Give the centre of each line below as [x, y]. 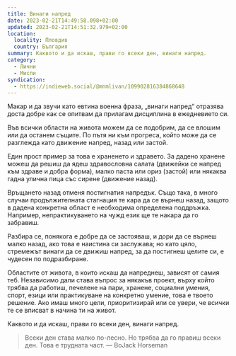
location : [22, 34]
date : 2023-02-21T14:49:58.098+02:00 [63, 21]
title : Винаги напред [39, 14]
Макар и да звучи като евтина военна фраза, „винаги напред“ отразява [116, 106]
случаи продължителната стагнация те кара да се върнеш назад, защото [118, 200]
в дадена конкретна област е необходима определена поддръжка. [109, 208]
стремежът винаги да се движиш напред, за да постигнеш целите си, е [116, 251]
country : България [41, 47]
